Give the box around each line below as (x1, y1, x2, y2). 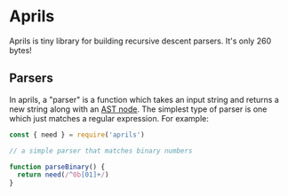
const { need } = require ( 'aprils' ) (9, 130, 145, 139)
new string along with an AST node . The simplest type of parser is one (9, 104, 268, 114)
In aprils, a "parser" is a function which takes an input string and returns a (9, 94, 280, 105)
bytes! (9, 44, 33, 55)
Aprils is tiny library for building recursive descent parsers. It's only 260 (9, 35, 272, 46)
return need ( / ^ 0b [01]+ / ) (17, 170, 109, 179)
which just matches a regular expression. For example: (9, 113, 209, 123)
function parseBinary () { (9, 162, 105, 171)
